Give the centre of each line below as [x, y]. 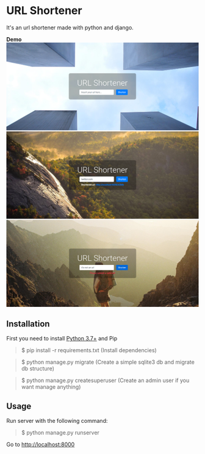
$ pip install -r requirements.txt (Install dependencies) [89, 350]
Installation [28, 324]
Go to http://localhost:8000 [41, 445]
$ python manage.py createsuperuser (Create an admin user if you [105, 380]
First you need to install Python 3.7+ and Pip [62, 339]
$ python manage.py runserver [60, 433]
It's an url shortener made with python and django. [70, 27]
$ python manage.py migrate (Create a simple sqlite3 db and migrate [108, 362]
